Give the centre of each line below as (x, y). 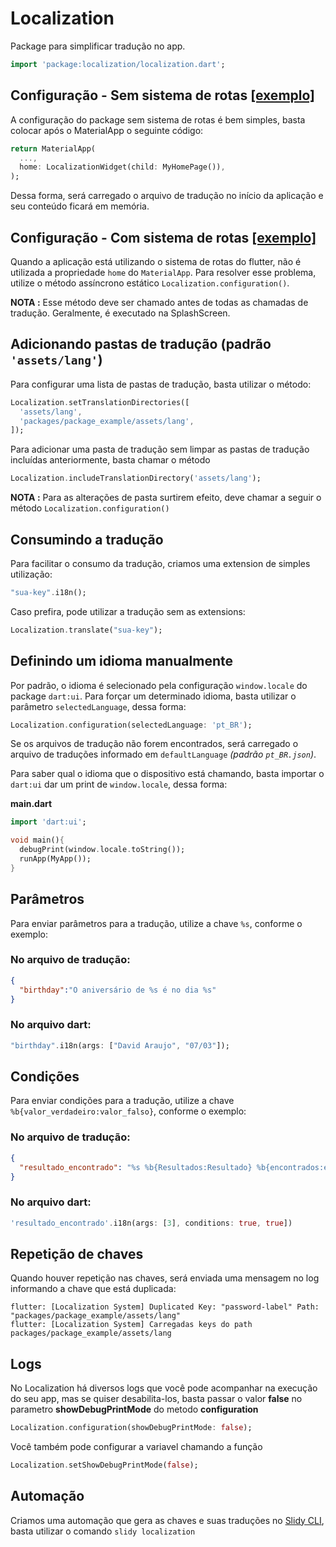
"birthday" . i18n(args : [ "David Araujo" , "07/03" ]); (120, 1045)
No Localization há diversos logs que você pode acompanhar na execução (164, 1388)
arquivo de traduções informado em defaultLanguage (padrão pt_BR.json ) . (163, 754)
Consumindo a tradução (87, 539)
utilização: (31, 574)
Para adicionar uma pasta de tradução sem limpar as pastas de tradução (160, 449)
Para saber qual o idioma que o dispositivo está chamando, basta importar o (167, 774)
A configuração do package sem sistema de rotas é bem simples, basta (158, 119)
